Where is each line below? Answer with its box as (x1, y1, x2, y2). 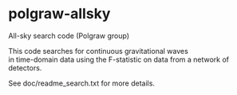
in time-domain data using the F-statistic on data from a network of (8, 55, 230, 64)
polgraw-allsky (8, 5, 111, 23)
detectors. (8, 63, 42, 72)
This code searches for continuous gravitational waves (8, 46, 189, 55)
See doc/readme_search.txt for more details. (8, 78, 156, 88)
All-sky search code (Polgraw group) (8, 31, 130, 40)
